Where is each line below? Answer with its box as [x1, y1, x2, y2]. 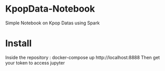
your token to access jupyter [5, 59, 65, 66]
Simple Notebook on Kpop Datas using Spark [5, 20, 100, 26]
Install [5, 38, 32, 49]
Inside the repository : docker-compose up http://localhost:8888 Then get [5, 54, 160, 60]
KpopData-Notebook [5, 3, 95, 15]
